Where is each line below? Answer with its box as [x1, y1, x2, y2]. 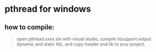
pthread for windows [4, 3, 91, 15]
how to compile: [4, 23, 55, 31]
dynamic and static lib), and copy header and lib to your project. [16, 41, 146, 47]
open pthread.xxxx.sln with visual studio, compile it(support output [16, 36, 152, 42]
